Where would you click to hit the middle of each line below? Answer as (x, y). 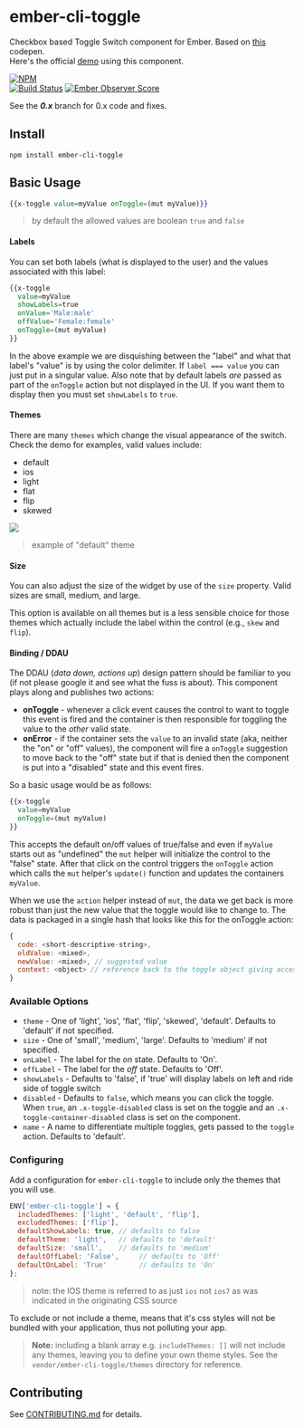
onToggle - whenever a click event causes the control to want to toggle (156, 710)
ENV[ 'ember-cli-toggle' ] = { (64, 1206)
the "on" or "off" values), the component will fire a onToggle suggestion (155, 748)
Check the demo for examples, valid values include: (105, 445)
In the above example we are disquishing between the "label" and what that (150, 356)
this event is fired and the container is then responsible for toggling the (155, 719)
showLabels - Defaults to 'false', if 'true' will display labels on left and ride (158, 1078)
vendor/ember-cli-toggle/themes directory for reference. (137, 1364)
